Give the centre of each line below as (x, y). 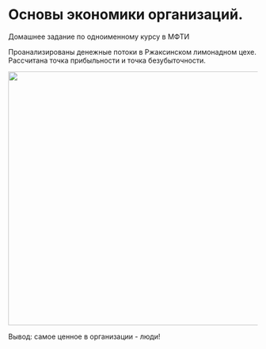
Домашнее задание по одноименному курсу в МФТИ (99, 36)
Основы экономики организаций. (125, 15)
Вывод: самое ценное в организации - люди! (84, 336)
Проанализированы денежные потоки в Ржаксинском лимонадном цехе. (133, 52)
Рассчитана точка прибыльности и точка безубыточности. (107, 60)
